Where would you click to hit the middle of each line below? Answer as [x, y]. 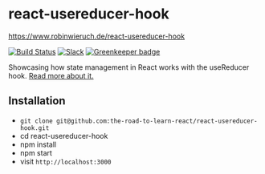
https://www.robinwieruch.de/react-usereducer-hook [97, 36]
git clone [37, 121]
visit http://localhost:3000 [65, 161]
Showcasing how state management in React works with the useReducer [129, 67]
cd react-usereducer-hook [64, 136]
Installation [37, 101]
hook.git [35, 128]
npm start [36, 152]
